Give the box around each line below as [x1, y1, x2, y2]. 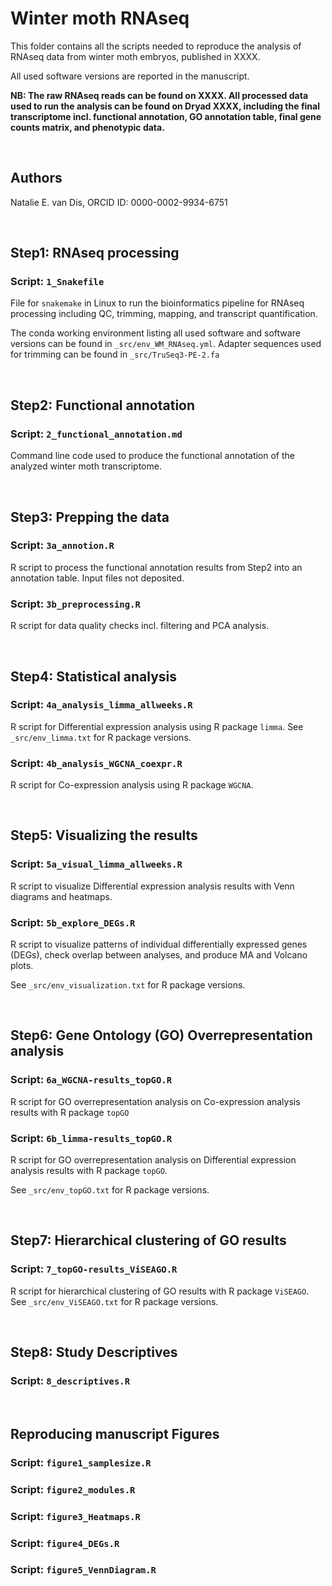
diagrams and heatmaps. [10, 890, 113, 902]
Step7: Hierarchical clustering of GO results [10, 1232, 287, 1249]
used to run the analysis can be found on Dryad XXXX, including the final [10, 100, 320, 112]
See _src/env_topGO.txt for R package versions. [10, 1184, 210, 1196]
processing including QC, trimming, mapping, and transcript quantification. [10, 308, 318, 320]
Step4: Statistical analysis [10, 668, 178, 685]
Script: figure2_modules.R [10, 1482, 136, 1496]
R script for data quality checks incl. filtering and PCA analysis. [10, 620, 270, 632]
